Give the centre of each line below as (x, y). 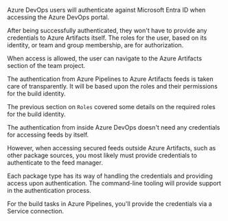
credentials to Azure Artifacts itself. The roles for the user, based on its (107, 38)
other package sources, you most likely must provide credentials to (102, 155)
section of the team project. (46, 66)
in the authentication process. (49, 190)
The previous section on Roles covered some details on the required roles (111, 107)
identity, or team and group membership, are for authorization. (95, 45)
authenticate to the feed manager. (55, 163)
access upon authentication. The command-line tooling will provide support (114, 183)
